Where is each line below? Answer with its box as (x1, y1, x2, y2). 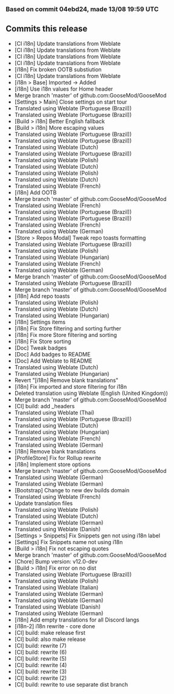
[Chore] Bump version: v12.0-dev (14, 558, 98, 565)
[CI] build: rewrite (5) (14, 654, 67, 662)
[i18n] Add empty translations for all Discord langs (14, 616, 140, 623)
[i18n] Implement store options (14, 461, 91, 468)
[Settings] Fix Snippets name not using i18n (14, 538, 123, 545)
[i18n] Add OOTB (14, 188, 57, 196)
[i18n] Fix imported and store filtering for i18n (14, 383, 127, 390)
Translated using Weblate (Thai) (14, 409, 95, 416)
